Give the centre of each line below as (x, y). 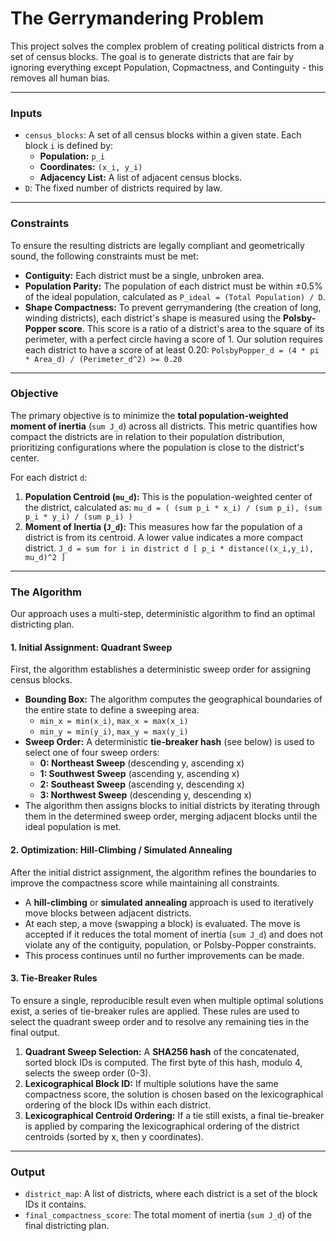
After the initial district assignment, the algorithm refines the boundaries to (163, 872)
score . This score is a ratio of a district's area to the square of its (191, 328)
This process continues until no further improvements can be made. (164, 955)
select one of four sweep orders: (92, 753)
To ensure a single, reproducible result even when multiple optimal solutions (167, 1000)
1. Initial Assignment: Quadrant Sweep (91, 647)
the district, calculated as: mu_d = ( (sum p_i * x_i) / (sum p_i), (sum (173, 507)
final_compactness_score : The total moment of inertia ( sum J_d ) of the (168, 1215)
